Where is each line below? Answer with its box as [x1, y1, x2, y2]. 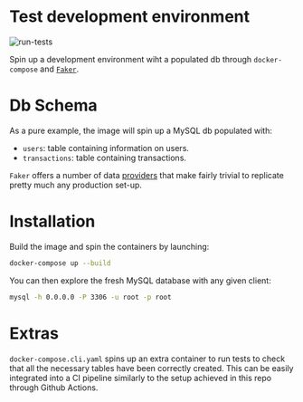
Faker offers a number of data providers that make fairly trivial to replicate [9, 169, 285, 180]
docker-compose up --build [9, 258, 111, 268]
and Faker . [40, 63, 80, 74]
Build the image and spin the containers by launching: [9, 241, 210, 252]
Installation [9, 211, 96, 232]
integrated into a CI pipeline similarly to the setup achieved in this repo [9, 372, 272, 383]
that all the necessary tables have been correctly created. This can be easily [9, 362, 294, 373]
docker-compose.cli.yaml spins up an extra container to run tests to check [9, 353, 286, 364]
